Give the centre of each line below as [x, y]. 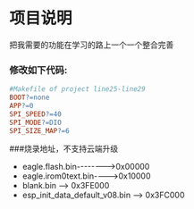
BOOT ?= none [30, 98]
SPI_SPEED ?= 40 [36, 114]
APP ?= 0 [21, 105]
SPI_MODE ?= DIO [36, 122]
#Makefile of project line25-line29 [77, 89]
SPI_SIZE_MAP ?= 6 [39, 130]
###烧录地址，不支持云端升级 [64, 149]
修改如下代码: [38, 70]
